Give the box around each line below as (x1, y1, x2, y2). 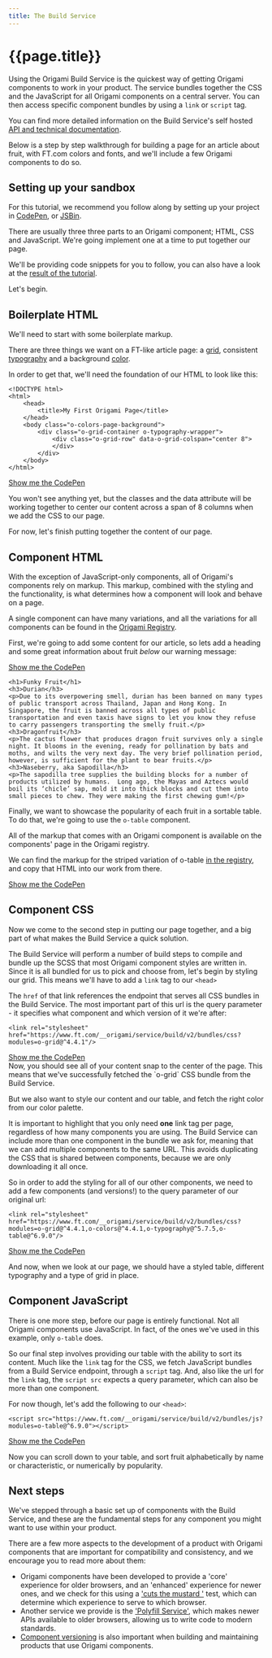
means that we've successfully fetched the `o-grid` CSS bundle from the (8, 1069, 252, 1079)
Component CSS (8, 903, 95, 917)
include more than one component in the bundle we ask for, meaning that (8, 1136, 253, 1145)
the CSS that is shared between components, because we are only (8, 1153, 231, 1163)
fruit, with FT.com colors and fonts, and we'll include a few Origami (8, 148, 233, 159)
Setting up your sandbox (8, 181, 136, 194)
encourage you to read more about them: (8, 1555, 146, 1566)
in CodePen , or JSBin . (8, 211, 82, 220)
